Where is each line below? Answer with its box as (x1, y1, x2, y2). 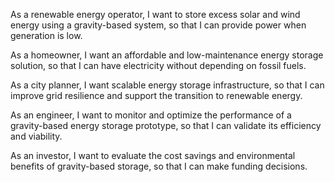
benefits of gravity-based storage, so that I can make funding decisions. (10, 160, 308, 172)
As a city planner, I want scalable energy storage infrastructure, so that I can (10, 79, 325, 91)
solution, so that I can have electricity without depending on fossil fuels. (10, 60, 307, 71)
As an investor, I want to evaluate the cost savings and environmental (10, 150, 296, 161)
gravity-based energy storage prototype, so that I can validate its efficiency (10, 120, 322, 131)
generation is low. (10, 30, 83, 41)
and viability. (10, 130, 63, 142)
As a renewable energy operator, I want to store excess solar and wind (10, 9, 301, 20)
